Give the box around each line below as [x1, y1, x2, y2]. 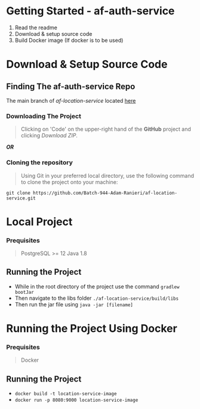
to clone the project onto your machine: [20, 178, 118, 186]
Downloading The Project [6, 112, 82, 120]
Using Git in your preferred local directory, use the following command [20, 172, 195, 179]
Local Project [6, 215, 73, 228]
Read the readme [14, 24, 58, 31]
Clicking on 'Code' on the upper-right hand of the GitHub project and [20, 125, 191, 133]
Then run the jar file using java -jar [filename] [14, 300, 133, 308]
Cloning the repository [6, 158, 73, 167]
